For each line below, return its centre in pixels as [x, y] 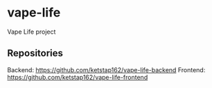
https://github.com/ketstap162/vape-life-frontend [78, 77]
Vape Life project [32, 32]
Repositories [35, 53]
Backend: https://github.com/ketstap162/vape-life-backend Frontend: [106, 69]
